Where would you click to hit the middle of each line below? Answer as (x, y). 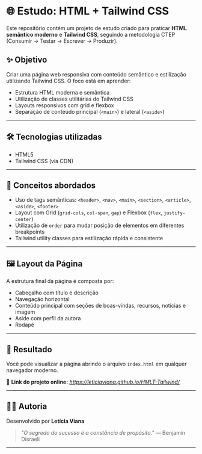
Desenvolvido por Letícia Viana (45, 421)
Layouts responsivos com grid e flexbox (64, 105)
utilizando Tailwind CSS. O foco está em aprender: (69, 81)
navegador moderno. (32, 370)
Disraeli (30, 439)
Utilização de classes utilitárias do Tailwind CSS (74, 99)
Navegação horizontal (42, 299)
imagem (25, 312)
